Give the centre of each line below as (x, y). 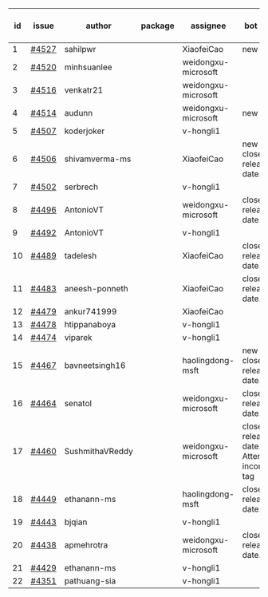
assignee (208, 26)
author (99, 26)
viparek (79, 337)
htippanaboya (90, 324)
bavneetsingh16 (95, 365)
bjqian (76, 522)
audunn (79, 113)
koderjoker (85, 131)
